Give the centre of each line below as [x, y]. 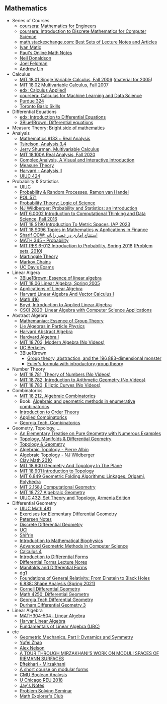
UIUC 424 [30, 176]
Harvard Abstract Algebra [46, 331]
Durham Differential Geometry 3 [53, 605]
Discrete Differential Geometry [51, 524]
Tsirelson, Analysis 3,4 [43, 144]
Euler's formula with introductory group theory [75, 363]
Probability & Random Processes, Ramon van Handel [74, 192]
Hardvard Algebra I [39, 337]
